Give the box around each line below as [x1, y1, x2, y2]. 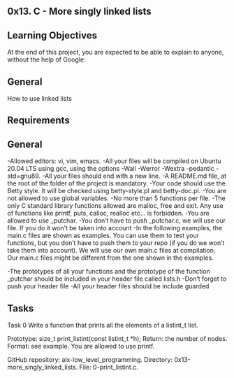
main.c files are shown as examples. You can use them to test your [7, 231, 200, 240]
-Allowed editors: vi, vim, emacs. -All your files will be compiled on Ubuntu [7, 157, 221, 165]
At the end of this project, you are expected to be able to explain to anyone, [7, 48, 224, 57]
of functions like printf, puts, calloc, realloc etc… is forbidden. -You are [7, 209, 210, 218]
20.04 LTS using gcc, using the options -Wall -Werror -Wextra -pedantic [7, 164, 214, 173]
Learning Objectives [7, 29, 98, 41]
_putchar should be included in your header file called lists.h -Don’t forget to [7, 274, 227, 283]
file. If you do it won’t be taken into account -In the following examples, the [7, 224, 222, 232]
